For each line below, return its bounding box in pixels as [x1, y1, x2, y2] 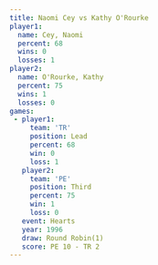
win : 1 [29, 199, 55, 209]
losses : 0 [17, 97, 55, 107]
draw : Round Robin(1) [21, 233, 104, 242]
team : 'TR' [29, 124, 71, 133]
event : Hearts [21, 216, 76, 226]
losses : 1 [17, 56, 55, 65]
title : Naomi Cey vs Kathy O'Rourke [9, 13, 149, 23]
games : [9, 107, 35, 116]
